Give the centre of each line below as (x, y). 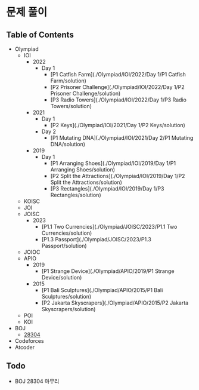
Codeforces (29, 341)
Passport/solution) (64, 246)
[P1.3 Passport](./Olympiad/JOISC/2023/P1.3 (97, 239)
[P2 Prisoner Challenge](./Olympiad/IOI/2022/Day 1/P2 (117, 87)
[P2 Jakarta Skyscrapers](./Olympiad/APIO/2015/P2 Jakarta (115, 303)
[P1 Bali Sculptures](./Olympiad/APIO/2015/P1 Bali (102, 290)
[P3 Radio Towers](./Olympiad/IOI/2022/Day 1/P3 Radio (118, 100)
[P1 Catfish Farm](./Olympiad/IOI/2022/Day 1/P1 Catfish (118, 74)
